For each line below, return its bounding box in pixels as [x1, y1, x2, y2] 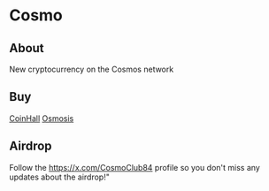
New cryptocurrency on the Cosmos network [9, 64, 174, 74]
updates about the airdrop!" [9, 172, 111, 182]
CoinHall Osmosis [9, 112, 74, 124]
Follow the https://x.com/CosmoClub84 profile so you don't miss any [9, 162, 261, 172]
